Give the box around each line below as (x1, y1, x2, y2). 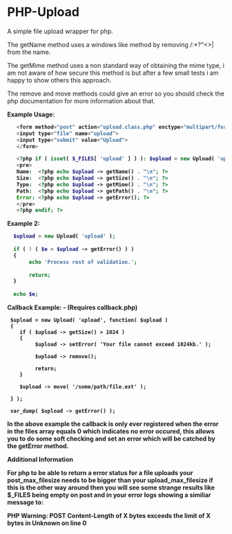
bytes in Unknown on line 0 (7, 519, 87, 527)
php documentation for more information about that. (7, 96, 155, 105)
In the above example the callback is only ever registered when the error (7, 420, 219, 428)
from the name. (7, 48, 51, 56)
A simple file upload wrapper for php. (7, 27, 113, 35)
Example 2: (7, 220, 40, 228)
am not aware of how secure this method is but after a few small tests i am (7, 69, 219, 77)
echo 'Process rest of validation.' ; (28, 258, 137, 265)
